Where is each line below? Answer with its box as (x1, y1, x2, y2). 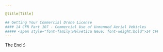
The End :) (5, 42, 26, 48)
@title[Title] (5, 11, 34, 16)
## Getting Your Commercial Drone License (5, 20, 92, 25)
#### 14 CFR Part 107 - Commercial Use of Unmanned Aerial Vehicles (5, 25, 147, 29)
